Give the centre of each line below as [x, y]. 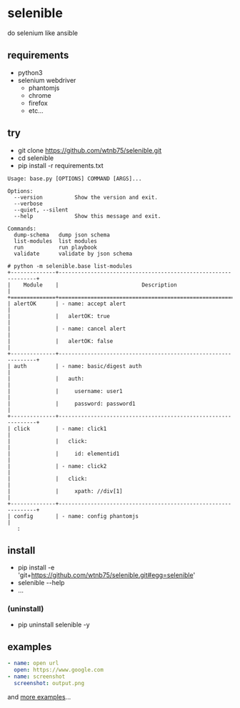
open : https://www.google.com [59, 670]
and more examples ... [39, 697]
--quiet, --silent [41, 210]
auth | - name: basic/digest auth [78, 366]
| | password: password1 [71, 404]
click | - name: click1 [60, 429]
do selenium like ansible [43, 33]
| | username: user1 [65, 391]
